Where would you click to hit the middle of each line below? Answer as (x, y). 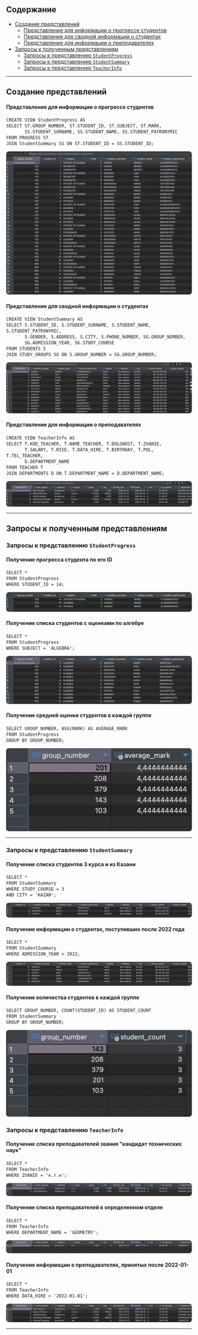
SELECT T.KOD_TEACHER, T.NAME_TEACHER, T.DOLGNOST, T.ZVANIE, (84, 444)
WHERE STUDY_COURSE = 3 (35, 889)
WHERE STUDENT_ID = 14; (35, 585)
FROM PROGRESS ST (27, 138)
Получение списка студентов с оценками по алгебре (75, 623)
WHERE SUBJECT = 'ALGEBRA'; (41, 648)
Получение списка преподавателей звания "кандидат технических (94, 1144)
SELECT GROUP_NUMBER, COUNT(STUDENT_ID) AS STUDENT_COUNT (79, 1011)
